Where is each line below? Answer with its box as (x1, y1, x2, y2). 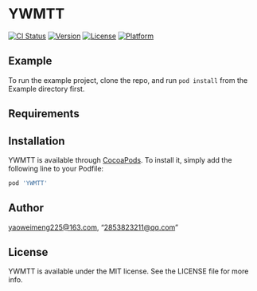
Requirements (8, 107, 80, 120)
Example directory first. (8, 84, 85, 93)
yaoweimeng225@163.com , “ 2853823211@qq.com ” (8, 222, 179, 232)
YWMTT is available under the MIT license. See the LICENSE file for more (8, 266, 249, 276)
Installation (8, 134, 65, 147)
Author (8, 201, 44, 215)
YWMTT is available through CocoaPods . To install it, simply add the (8, 155, 232, 164)
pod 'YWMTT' (8, 179, 48, 187)
